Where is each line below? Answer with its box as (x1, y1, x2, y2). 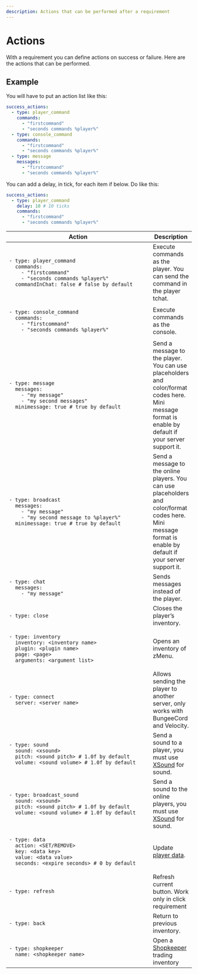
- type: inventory (9, 633, 61, 640)
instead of (153, 587, 181, 595)
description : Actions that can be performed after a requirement (6, 8, 170, 15)
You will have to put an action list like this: (6, 93, 107, 100)
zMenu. (153, 652, 174, 660)
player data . (153, 851, 186, 859)
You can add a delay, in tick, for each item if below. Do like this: (6, 181, 159, 188)
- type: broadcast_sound (9, 792, 79, 798)
